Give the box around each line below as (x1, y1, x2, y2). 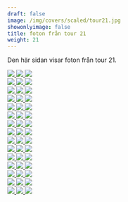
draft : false (7, 10, 46, 18)
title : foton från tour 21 (7, 30, 87, 37)
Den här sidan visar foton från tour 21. (7, 56, 117, 64)
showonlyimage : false (7, 23, 71, 30)
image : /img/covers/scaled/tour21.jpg (7, 17, 121, 24)
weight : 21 (7, 37, 39, 44)
